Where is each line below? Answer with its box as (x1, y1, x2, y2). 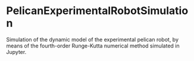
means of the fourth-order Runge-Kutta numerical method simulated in (6, 42, 180, 49)
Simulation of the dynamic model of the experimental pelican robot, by (6, 36, 179, 43)
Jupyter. (6, 48, 27, 55)
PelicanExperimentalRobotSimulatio (6, 4, 189, 18)
